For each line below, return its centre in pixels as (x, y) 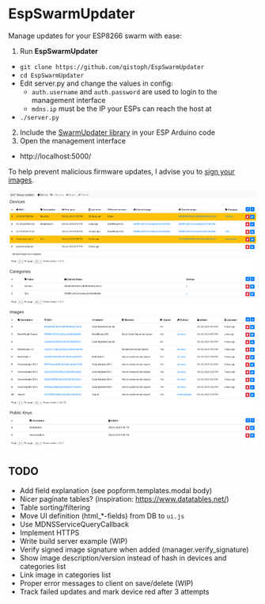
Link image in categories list (65, 575)
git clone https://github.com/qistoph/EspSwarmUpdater (112, 67)
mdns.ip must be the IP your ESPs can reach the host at (121, 109)
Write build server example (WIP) (74, 541)
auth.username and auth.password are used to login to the (124, 91)
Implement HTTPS (49, 533)
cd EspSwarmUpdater (52, 75)
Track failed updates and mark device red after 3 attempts (114, 591)
